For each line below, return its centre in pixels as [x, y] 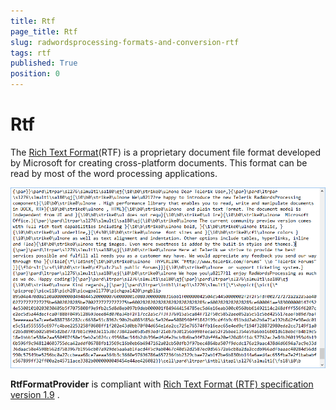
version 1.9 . [35, 395]
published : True [44, 63]
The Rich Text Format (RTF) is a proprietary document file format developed [166, 152]
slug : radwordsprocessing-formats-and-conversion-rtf [125, 42]
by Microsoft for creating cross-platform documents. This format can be [159, 162]
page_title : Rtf [44, 31]
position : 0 [35, 74]
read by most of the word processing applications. [114, 173]
